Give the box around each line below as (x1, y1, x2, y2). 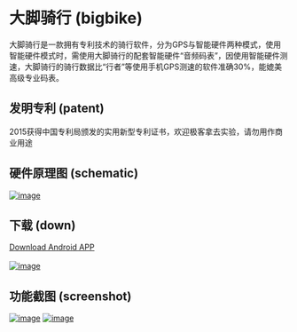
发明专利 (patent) (9, 101, 105, 116)
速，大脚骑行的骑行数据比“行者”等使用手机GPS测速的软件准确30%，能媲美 (9, 61, 282, 72)
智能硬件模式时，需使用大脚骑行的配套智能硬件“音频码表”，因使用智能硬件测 (9, 50, 288, 60)
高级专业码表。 (9, 72, 64, 83)
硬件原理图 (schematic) (9, 166, 139, 181)
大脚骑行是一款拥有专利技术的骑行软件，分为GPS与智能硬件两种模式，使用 (9, 39, 282, 50)
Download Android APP (9, 241, 95, 253)
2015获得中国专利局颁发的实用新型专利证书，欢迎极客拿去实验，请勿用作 (9, 126, 276, 137)
